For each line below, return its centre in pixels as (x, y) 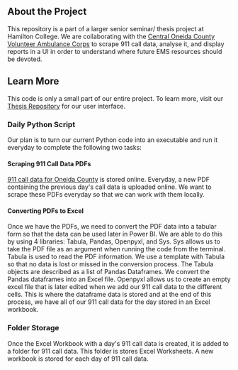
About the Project (47, 12)
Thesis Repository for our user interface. (67, 106)
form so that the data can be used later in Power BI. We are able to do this (115, 234)
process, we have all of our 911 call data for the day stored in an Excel (109, 302)
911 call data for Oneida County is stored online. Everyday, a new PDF (109, 180)
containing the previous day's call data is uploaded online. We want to (109, 187)
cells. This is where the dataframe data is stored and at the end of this (109, 295)
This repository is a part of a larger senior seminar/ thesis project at (106, 28)
